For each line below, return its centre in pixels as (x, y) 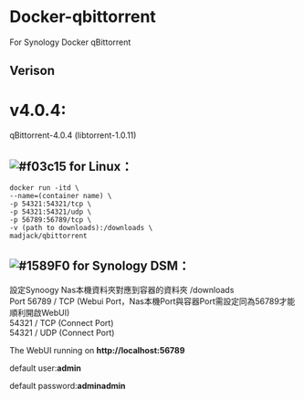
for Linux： (101, 166)
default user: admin (46, 368)
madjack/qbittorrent (49, 236)
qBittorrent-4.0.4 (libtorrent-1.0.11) (73, 135)
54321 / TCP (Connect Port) (62, 322)
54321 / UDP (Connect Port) (62, 332)
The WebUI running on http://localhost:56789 (97, 350)
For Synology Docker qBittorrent (70, 42)
